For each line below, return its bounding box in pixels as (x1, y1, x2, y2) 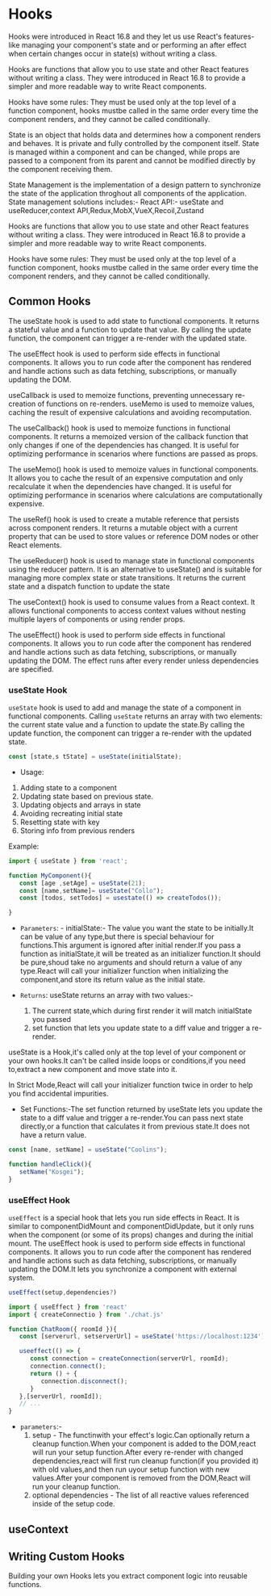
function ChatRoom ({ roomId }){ (8, 1325, 117, 1333)
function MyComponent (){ (8, 871, 92, 880)
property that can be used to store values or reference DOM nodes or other (8, 531, 260, 541)
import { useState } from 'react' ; (8, 857, 128, 865)
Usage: (19, 767, 44, 777)
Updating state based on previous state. (19, 791, 153, 801)
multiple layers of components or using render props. (8, 614, 186, 624)
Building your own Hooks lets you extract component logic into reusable (8, 1571, 248, 1581)
